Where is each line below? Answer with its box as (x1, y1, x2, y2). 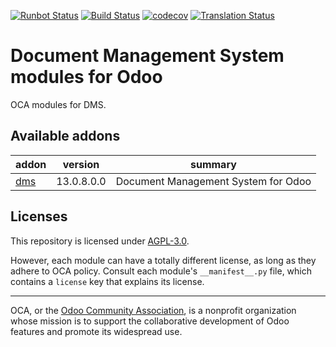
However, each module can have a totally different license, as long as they (10, 254, 317, 266)
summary (189, 157, 237, 171)
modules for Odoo (10, 66, 163, 89)
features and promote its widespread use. (10, 325, 183, 337)
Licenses (10, 208, 68, 225)
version (62, 157, 100, 171)
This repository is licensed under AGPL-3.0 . (10, 235, 190, 247)
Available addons (10, 128, 121, 145)
